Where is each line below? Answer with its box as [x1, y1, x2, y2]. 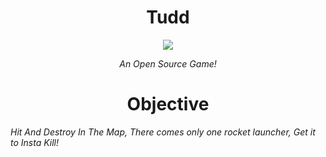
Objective [126, 93, 210, 116]
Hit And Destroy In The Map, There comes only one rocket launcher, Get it [10, 126, 316, 138]
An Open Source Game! [119, 57, 217, 70]
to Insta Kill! [10, 136, 60, 148]
